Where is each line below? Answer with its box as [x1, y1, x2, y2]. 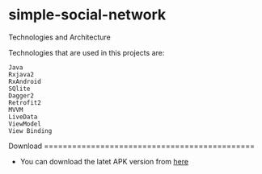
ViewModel [8, 119, 42, 128]
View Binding [8, 126, 53, 135]
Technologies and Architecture [8, 32, 111, 42]
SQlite [8, 85, 31, 93]
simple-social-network [8, 6, 167, 24]
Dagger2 [8, 91, 35, 100]
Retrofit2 [8, 98, 42, 106]
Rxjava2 [8, 70, 35, 78]
